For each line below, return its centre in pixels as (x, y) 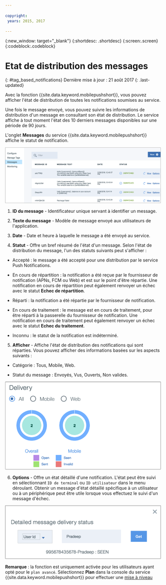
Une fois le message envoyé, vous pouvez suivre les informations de (75, 110)
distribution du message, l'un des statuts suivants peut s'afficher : (79, 250)
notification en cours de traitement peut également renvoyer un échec (83, 321)
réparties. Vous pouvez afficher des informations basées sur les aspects (86, 350)
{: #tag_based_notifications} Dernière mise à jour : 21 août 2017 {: (72, 80)
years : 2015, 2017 (26, 21)
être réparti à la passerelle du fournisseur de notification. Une (75, 315)
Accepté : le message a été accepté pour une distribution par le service (85, 260)
